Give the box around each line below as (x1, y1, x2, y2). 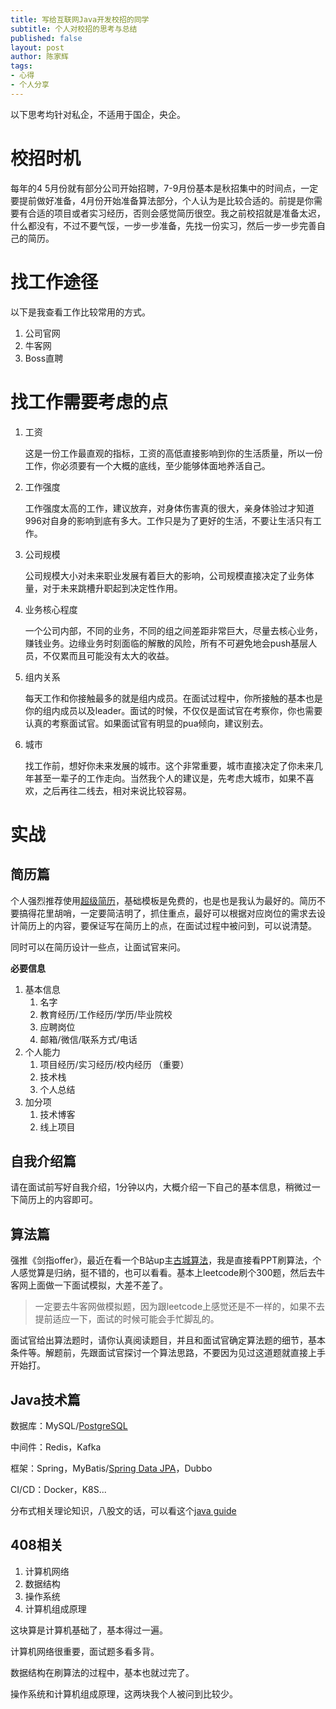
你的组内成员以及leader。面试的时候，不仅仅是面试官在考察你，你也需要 (24, 704, 323, 716)
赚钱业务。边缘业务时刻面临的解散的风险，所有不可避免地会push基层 (24, 637, 309, 649)
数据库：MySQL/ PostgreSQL (10, 1420, 128, 1431)
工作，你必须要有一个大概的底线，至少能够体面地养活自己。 (24, 459, 271, 471)
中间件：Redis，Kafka (10, 1441, 102, 1453)
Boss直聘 (24, 352, 64, 364)
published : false (10, 33, 83, 43)
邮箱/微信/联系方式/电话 (39, 1033, 138, 1045)
